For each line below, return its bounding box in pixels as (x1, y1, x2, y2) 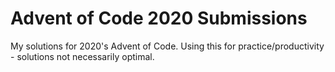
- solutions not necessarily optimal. (10, 50, 155, 62)
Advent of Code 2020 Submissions (10, 7, 308, 30)
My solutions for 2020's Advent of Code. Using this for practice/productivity (10, 40, 325, 52)
